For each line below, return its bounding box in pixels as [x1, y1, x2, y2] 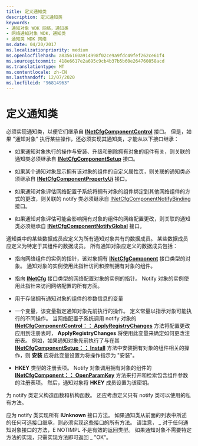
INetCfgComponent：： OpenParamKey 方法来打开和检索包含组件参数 [14, 372, 189, 379]
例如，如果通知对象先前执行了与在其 [31, 337, 120, 344]
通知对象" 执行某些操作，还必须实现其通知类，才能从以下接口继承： [15, 135, 179, 142]
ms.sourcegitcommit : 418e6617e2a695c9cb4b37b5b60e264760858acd [6, 58, 165, 64]
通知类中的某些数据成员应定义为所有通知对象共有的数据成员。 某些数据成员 [6, 235, 189, 242]
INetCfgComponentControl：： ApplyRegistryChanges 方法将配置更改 [14, 322, 190, 329]
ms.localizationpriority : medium [6, 47, 88, 53]
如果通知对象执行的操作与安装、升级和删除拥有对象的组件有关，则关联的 [14, 148, 190, 155]
